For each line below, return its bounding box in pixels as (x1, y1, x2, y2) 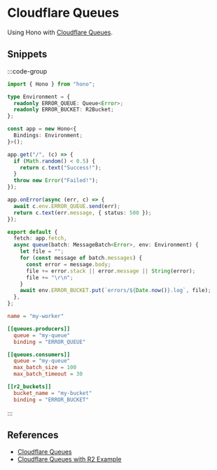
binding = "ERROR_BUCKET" (13, 396, 90, 403)
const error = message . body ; (25, 261, 111, 268)
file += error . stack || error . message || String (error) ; (25, 268, 196, 275)
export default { (7, 228, 58, 235)
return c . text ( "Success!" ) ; (20, 164, 101, 171)
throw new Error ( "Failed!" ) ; (13, 177, 99, 184)
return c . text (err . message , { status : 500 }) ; (13, 209, 152, 216)
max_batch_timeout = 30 (13, 371, 83, 378)
